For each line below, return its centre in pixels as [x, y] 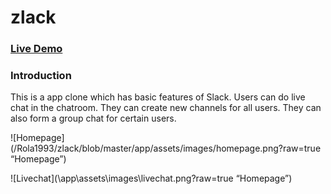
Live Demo [36, 49]
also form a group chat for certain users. [93, 118]
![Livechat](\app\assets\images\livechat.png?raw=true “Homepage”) [151, 178]
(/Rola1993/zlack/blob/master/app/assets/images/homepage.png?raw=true [166, 148]
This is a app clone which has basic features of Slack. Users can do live [158, 97]
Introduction [41, 76]
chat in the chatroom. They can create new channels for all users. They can [166, 108]
